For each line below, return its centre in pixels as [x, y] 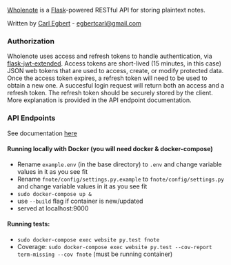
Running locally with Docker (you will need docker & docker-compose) [110, 149]
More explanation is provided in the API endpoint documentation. [99, 100]
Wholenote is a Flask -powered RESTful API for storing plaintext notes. [106, 10]
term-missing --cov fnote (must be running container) [95, 254]
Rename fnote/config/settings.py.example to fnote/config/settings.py [120, 179]
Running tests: [29, 224]
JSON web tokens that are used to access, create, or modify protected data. [115, 71]
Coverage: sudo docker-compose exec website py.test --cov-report [114, 247]
